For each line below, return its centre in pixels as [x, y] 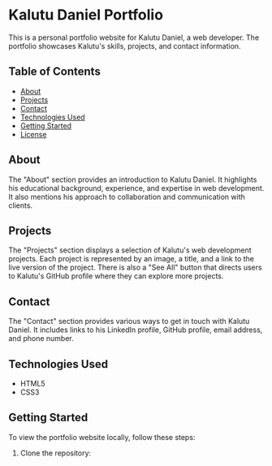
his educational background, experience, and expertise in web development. [136, 188]
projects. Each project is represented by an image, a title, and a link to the [131, 259]
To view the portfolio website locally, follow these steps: [102, 437]
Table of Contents [55, 72]
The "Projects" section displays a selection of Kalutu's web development [130, 250]
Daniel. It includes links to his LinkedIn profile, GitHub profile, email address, [136, 330]
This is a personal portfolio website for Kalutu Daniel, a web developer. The [134, 37]
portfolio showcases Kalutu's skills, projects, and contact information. [125, 45]
